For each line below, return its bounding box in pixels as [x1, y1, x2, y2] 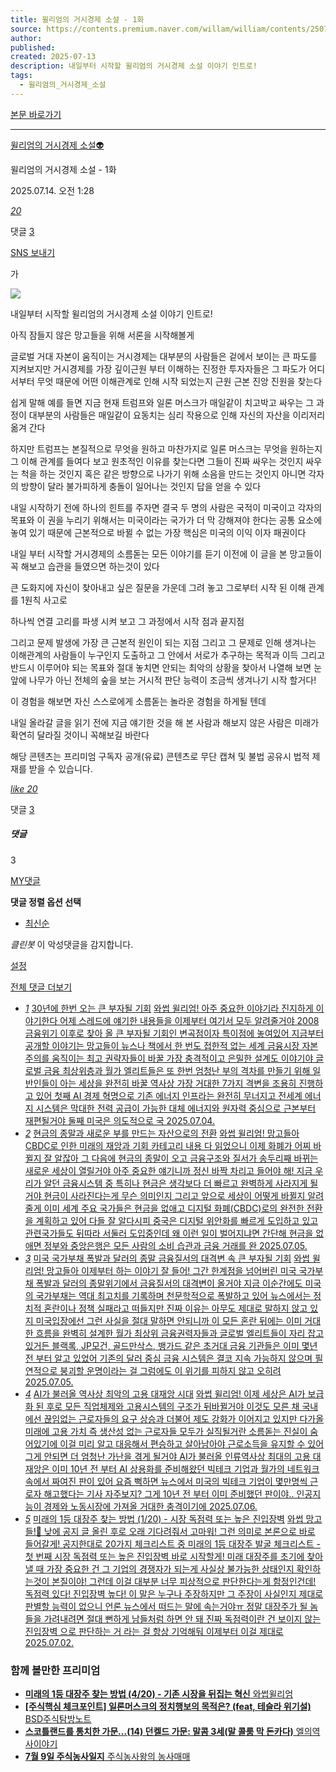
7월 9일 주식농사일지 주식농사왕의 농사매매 [24, 1751, 191, 1763]
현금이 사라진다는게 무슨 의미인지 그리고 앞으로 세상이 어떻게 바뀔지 [43, 1189, 306, 1201]
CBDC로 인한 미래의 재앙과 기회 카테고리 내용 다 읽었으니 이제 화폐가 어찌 [24, 1139, 312, 1151]
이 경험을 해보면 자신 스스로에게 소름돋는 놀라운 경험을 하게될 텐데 [10, 695, 267, 707]
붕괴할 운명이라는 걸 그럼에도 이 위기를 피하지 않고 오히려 [59, 1364, 282, 1376]
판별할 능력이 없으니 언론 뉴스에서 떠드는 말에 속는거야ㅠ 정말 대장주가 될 [24, 1600, 308, 1612]
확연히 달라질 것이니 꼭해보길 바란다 [10, 729, 150, 741]
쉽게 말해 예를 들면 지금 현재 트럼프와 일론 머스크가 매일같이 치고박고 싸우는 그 [10, 396, 315, 408]
